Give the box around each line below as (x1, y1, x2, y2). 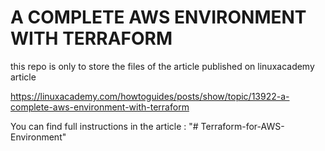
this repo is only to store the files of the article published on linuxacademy (10, 60, 315, 72)
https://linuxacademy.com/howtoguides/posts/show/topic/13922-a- (10, 90, 290, 102)
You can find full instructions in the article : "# (10, 120, 199, 132)
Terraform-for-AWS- (200, 120, 285, 132)
